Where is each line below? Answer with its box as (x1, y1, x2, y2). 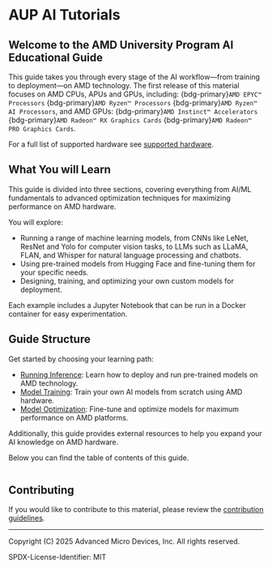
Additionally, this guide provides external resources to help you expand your (8, 428, 263, 438)
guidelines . (8, 513, 45, 523)
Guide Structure (8, 332, 91, 346)
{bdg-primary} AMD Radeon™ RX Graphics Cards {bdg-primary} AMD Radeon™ (8, 115, 253, 125)
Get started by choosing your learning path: (8, 354, 154, 364)
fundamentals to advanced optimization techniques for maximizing (8, 193, 231, 203)
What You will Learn (8, 163, 112, 177)
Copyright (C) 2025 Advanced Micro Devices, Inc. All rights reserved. (8, 536, 240, 546)
